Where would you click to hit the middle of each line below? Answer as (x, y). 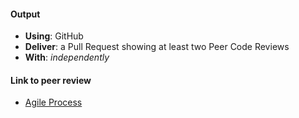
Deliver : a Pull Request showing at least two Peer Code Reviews (157, 47)
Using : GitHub (54, 36)
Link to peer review (51, 80)
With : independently (67, 57)
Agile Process (53, 102)
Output (25, 14)
